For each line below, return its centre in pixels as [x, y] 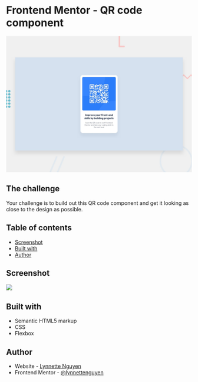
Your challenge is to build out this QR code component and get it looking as [98, 203]
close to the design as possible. [44, 209]
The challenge [33, 189]
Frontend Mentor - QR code [74, 10]
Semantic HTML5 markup [46, 321]
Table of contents [39, 228]
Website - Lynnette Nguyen [48, 366]
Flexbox [24, 334]
